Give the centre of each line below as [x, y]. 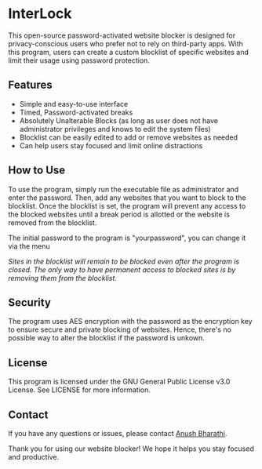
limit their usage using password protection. [79, 60]
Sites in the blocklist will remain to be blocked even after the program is [124, 261]
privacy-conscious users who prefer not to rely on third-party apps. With [126, 43]
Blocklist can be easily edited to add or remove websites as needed [128, 137]
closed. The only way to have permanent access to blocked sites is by [122, 269]
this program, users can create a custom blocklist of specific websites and [129, 52]
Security [29, 302]
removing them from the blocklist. [63, 278]
